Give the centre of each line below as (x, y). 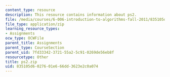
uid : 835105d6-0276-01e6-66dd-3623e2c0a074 (52, 66)
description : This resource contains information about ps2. (71, 15)
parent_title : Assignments (34, 43)
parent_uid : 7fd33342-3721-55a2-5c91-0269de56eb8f (60, 52)
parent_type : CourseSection (35, 48)
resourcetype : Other (27, 57)
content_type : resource (30, 10)
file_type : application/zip (35, 24)
